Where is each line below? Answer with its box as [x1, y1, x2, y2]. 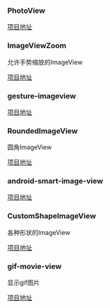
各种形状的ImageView [7, 228, 71, 236]
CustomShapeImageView [7, 211, 97, 221]
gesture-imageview [7, 91, 76, 101]
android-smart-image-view [7, 176, 104, 186]
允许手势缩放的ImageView [7, 57, 83, 66]
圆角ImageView [7, 143, 52, 152]
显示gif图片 [7, 278, 40, 287]
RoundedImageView [7, 126, 78, 136]
